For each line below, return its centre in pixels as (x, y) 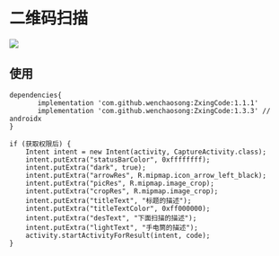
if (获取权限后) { (40, 144)
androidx (26, 119)
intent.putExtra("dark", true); (86, 167)
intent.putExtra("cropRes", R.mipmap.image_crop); (122, 191)
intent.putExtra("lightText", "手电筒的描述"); (112, 227)
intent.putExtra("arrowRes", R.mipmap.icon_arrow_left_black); (146, 175)
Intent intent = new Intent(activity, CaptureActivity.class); (146, 152)
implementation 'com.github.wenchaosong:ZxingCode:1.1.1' (148, 103)
